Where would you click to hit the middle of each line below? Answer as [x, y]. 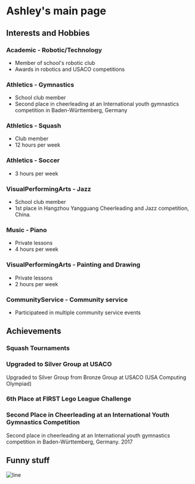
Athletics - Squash [34, 126]
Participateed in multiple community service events [78, 312]
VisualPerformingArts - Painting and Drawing [73, 265]
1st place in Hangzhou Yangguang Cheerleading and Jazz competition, [102, 208]
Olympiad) [19, 383]
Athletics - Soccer [33, 160]
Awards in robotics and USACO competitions [70, 69]
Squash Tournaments [38, 348]
